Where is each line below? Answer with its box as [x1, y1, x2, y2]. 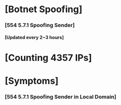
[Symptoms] [5, 75, 59, 87]
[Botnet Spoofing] [5, 4, 83, 15]
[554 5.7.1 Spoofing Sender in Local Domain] [5, 93, 116, 100]
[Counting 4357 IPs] [5, 52, 92, 63]
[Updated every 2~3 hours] [5, 34, 64, 40]
